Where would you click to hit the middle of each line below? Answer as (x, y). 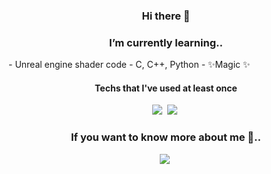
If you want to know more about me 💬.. (166, 137)
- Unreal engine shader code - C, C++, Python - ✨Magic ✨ (129, 65)
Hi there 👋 (166, 16)
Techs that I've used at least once (166, 88)
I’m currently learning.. (166, 42)
